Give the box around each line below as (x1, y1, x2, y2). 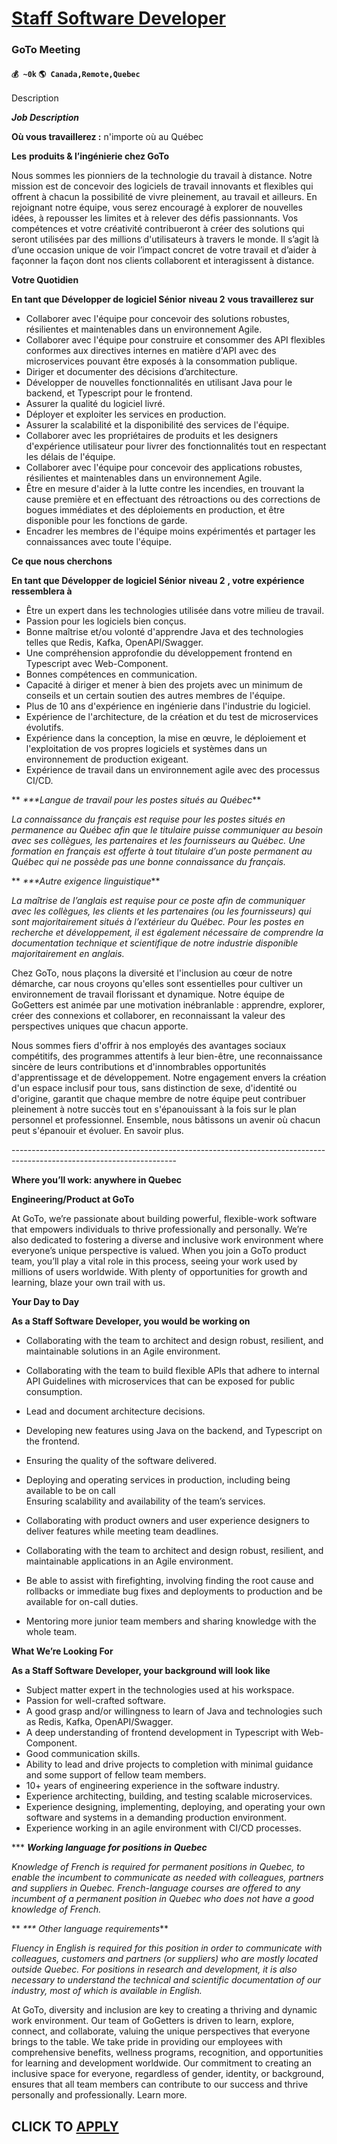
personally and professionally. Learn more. (11, 2089, 188, 2101)
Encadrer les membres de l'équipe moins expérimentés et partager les (25, 525, 316, 537)
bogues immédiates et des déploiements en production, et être (25, 504, 286, 516)
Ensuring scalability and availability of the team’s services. (25, 1495, 266, 1507)
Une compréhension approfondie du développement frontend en (25, 647, 293, 659)
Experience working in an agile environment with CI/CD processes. (25, 1822, 302, 1834)
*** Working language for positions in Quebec (11, 1842, 208, 1854)
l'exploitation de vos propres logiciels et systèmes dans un (25, 743, 268, 755)
